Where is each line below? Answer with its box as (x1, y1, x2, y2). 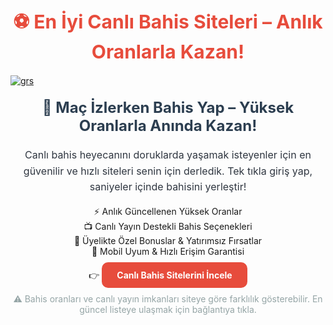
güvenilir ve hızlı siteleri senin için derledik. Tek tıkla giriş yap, (23, 164, 313, 178)
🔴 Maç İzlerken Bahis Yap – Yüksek (41, 98, 295, 118)
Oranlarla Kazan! (91, 40, 245, 63)
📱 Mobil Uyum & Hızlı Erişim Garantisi (91, 245, 245, 257)
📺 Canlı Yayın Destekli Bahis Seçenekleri (83, 220, 253, 232)
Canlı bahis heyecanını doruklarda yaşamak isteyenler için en (24, 148, 312, 161)
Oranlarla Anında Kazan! (78, 116, 258, 136)
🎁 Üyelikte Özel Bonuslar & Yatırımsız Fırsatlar (73, 234, 263, 246)
